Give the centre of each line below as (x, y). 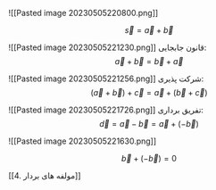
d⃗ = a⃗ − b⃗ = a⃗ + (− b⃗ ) (149, 124)
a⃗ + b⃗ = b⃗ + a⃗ (149, 61)
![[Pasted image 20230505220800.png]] (83, 13)
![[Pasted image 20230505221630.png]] (83, 141)
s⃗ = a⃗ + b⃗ (149, 30)
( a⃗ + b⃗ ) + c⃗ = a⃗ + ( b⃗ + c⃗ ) (149, 92)
